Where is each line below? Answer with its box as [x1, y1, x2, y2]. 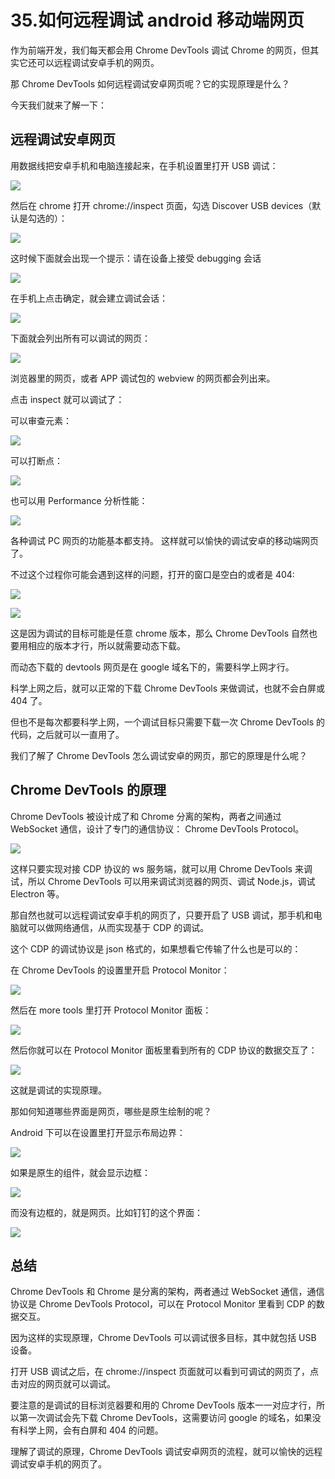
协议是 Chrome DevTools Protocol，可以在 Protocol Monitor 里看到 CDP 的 [10, 1298, 317, 1310]
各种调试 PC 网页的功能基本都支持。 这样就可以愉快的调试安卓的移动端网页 [10, 534, 319, 546]
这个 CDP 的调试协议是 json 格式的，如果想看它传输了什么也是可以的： [10, 942, 302, 955]
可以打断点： [10, 454, 63, 466]
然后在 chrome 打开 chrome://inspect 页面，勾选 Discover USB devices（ [10, 199, 313, 211]
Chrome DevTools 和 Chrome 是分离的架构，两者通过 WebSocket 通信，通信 [10, 1286, 325, 1298]
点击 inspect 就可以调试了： [10, 393, 125, 405]
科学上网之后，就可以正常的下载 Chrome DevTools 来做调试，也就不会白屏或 [10, 682, 326, 694]
